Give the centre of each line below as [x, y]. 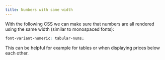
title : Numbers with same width [39, 10]
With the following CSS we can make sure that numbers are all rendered [80, 24]
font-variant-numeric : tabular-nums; [45, 38]
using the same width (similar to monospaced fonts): [60, 29]
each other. [17, 53]
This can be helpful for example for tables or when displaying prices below [82, 48]
